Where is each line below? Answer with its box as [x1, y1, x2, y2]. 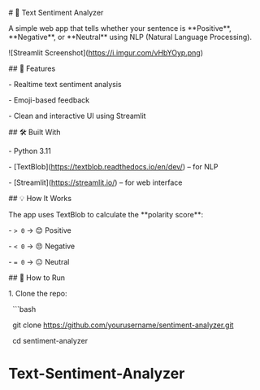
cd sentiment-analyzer [11, 336, 88, 345]
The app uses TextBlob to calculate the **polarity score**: [8, 210, 204, 219]
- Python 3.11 [8, 147, 51, 156]
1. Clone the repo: [8, 289, 67, 298]
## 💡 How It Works [8, 194, 71, 203]
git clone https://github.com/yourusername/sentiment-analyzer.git [11, 320, 234, 330]
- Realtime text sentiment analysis [8, 80, 122, 89]
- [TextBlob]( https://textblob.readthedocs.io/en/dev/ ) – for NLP [8, 162, 219, 171]
